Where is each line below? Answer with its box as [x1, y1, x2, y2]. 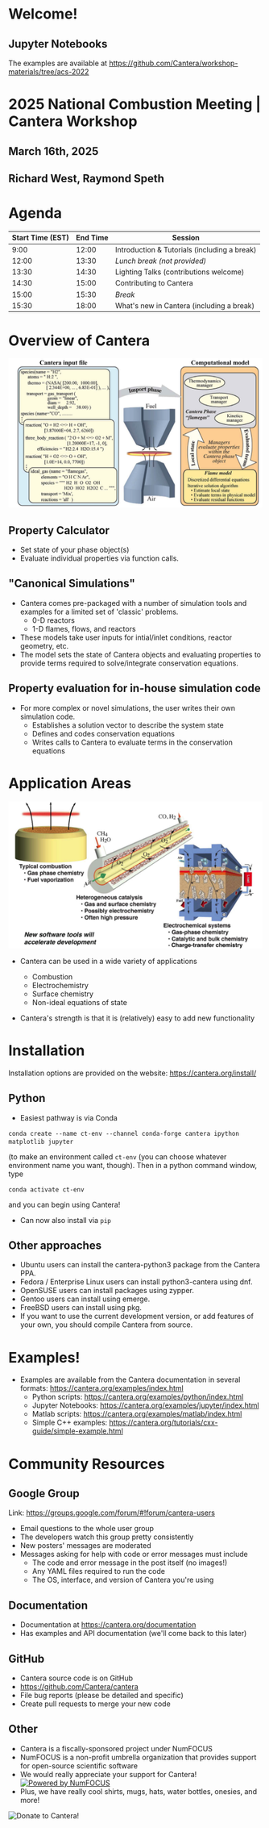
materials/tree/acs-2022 [8, 67, 89, 77]
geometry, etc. [19, 641, 69, 650]
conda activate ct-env [8, 1185, 85, 1194]
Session [172, 233, 200, 243]
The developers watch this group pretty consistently [19, 1532, 194, 1542]
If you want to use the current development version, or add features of [19, 1312, 254, 1321]
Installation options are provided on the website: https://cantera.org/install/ [8, 1068, 257, 1078]
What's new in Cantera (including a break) [115, 300, 255, 311]
